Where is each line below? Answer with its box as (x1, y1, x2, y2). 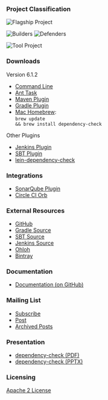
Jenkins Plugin (14, 143, 52, 150)
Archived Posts (14, 323, 53, 330)
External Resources (6, 206, 65, 215)
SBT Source (14, 233, 45, 240)
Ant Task (14, 89, 37, 96)
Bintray (14, 253, 33, 260)
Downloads (6, 57, 40, 65)
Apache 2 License (6, 387, 51, 394)
